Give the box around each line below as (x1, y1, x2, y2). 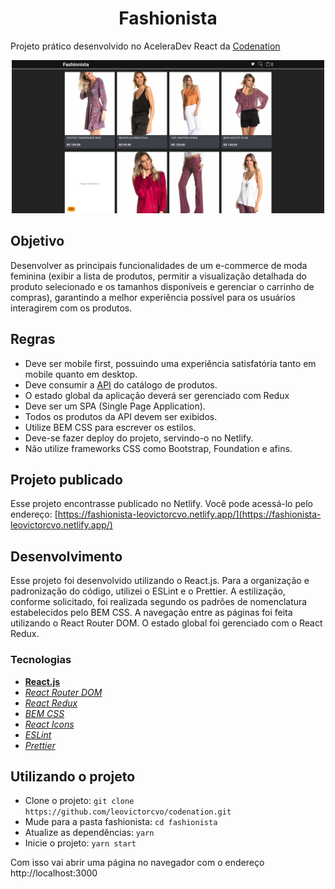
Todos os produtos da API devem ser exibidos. (24, 410, 218, 422)
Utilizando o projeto (10, 768, 136, 785)
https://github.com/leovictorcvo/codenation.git (24, 807, 232, 817)
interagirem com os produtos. (10, 302, 133, 314)
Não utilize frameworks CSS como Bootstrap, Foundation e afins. (24, 442, 293, 454)
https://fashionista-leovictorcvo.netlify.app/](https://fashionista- (57, 508, 322, 521)
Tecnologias (10, 653, 72, 667)
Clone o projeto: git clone (24, 795, 135, 807)
